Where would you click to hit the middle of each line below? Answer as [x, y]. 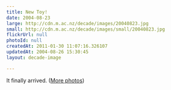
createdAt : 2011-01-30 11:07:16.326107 [57, 47]
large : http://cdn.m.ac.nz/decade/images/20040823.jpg [78, 23]
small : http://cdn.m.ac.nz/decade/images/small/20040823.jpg [86, 29]
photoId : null [24, 40]
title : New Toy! [27, 12]
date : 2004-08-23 [28, 18]
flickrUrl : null [27, 35]
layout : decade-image [34, 58]
